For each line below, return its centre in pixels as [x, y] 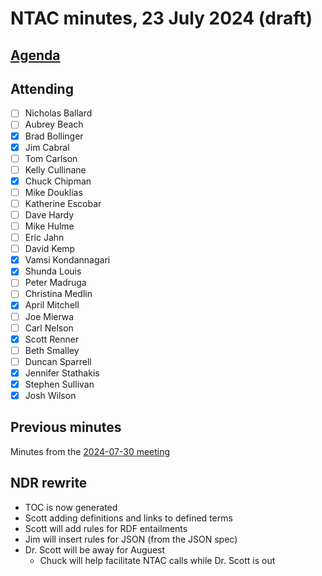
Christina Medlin [58, 294]
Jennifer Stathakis [62, 373]
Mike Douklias [53, 192]
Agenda [35, 55]
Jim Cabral [47, 147]
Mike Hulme [49, 226]
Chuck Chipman [58, 181]
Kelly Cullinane [55, 169]
